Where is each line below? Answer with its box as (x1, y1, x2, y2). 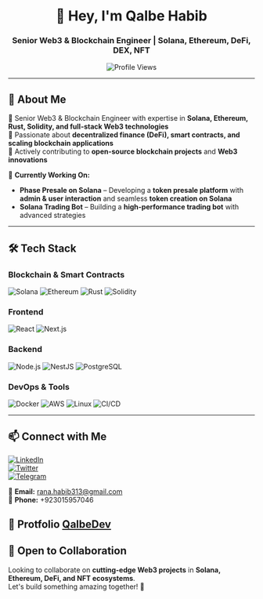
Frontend (8, 306, 44, 317)
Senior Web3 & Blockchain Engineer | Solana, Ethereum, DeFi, (11, 35, 252, 46)
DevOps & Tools (8, 381, 70, 392)
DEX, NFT (113, 45, 150, 56)
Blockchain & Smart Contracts (8, 269, 125, 280)
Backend (8, 344, 43, 355)
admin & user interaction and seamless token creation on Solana (19, 194, 232, 203)
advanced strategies (19, 211, 86, 220)
